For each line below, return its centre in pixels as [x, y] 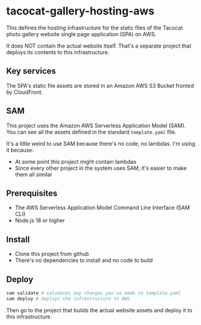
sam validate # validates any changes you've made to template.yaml [94, 293]
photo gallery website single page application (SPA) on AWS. [81, 34]
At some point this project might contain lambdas [76, 161]
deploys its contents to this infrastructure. [58, 52]
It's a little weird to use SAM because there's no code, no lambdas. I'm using [101, 143]
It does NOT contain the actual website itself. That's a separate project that [99, 46]
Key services [31, 71]
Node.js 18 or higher [40, 220]
